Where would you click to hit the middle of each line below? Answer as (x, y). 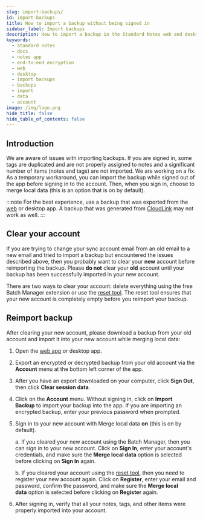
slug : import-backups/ (35, 12)
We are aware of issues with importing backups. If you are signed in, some (99, 158)
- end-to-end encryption (43, 62)
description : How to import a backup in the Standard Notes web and (94, 35)
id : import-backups (31, 18)
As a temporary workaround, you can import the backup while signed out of (101, 178)
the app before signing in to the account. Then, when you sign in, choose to (101, 184)
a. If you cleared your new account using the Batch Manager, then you (102, 442)
